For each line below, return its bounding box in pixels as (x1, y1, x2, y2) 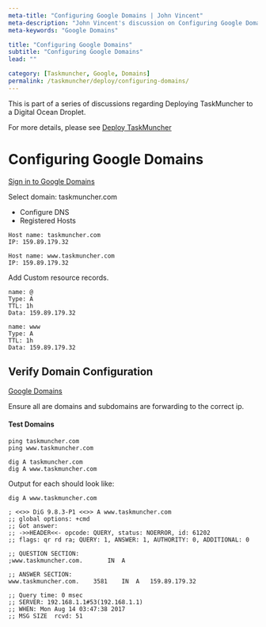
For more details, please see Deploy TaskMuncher (8, 122, 172, 132)
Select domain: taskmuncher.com (8, 192, 117, 201)
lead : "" (8, 55, 37, 63)
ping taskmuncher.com (8, 437, 80, 445)
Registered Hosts (19, 216, 77, 225)
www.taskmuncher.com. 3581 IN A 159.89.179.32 (8, 577, 196, 585)
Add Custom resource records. (8, 273, 109, 282)
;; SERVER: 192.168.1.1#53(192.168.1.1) (8, 598, 144, 606)
